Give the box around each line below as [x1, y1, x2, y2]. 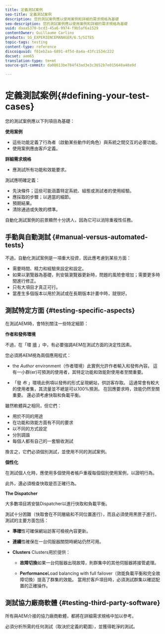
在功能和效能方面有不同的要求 [12, 419, 73, 425]
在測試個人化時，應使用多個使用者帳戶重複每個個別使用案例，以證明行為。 [5, 470, 157, 476]
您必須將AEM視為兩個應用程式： [5, 352, 71, 358]
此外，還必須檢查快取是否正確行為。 [5, 480, 79, 486]
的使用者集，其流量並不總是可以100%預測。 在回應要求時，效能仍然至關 [12, 386, 160, 392]
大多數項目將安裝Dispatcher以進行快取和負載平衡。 [5, 501, 110, 507]
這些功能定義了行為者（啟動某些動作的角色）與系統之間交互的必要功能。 [12, 139, 160, 145]
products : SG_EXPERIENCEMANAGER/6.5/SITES [5, 35, 94, 40]
